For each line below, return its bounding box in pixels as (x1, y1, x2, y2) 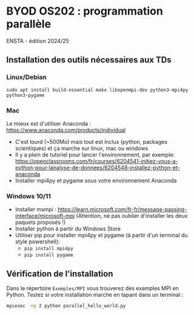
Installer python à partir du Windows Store (15, 225, 121, 232)
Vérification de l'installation (6, 268, 113, 279)
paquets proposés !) (15, 218, 66, 226)
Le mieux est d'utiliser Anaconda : (6, 120, 92, 127)
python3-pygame (6, 92, 45, 98)
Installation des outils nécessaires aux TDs (6, 55, 172, 65)
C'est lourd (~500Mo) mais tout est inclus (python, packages (15, 138, 168, 145)
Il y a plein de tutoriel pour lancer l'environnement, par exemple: (15, 151, 175, 158)
